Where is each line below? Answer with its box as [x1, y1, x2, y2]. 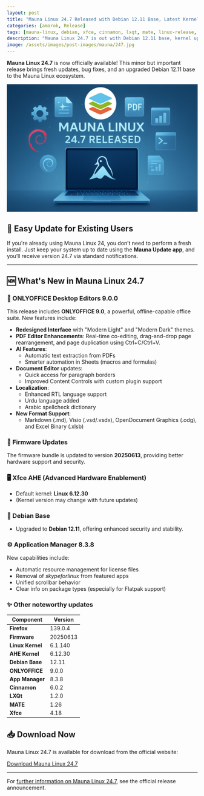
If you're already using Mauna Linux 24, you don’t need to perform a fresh [7, 240, 191, 247]
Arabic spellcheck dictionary [24, 404, 96, 411]
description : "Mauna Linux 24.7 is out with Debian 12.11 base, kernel [7, 35, 191, 42]
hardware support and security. [7, 458, 85, 466]
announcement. [7, 784, 46, 792]
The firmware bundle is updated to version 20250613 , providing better [7, 452, 184, 459]
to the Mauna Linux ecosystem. [7, 72, 85, 79]
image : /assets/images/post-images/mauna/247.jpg [7, 42, 135, 48]
